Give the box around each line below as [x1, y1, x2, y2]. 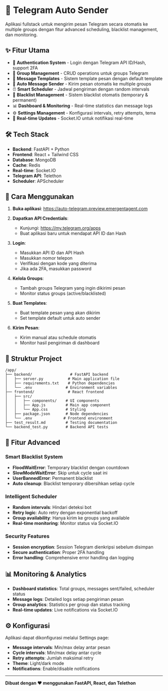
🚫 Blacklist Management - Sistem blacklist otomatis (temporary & [12, 92, 148, 98]
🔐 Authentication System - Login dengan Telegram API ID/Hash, [12, 60, 146, 66]
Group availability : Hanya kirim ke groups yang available [12, 515, 130, 521]
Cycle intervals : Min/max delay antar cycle [12, 650, 101, 656]
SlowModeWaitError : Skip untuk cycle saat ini [12, 470, 107, 476]
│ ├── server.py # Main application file [5, 376, 120, 382]
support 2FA [12, 65, 38, 71]
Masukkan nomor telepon [19, 255, 73, 261]
